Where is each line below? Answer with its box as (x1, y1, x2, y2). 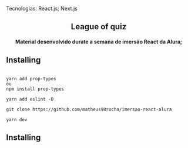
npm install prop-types (6, 86, 65, 92)
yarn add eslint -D (6, 96, 54, 102)
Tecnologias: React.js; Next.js (6, 5, 78, 12)
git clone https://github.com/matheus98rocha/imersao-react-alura (6, 106, 172, 112)
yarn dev (6, 116, 28, 122)
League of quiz (70, 22, 127, 32)
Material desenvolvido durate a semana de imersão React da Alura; (15, 38, 183, 45)
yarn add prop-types (6, 75, 57, 81)
